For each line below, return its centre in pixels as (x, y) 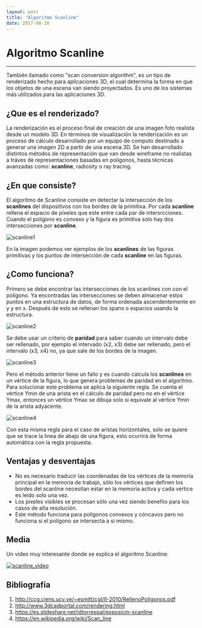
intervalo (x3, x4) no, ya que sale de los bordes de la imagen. (82, 350)
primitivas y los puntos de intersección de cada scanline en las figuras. (95, 255)
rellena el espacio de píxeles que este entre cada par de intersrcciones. (95, 212)
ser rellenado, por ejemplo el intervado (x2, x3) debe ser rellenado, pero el (98, 344)
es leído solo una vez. (42, 495)
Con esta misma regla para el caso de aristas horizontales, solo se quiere (97, 430)
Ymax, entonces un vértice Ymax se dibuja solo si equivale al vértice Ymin (98, 399)
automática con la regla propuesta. (49, 442)
